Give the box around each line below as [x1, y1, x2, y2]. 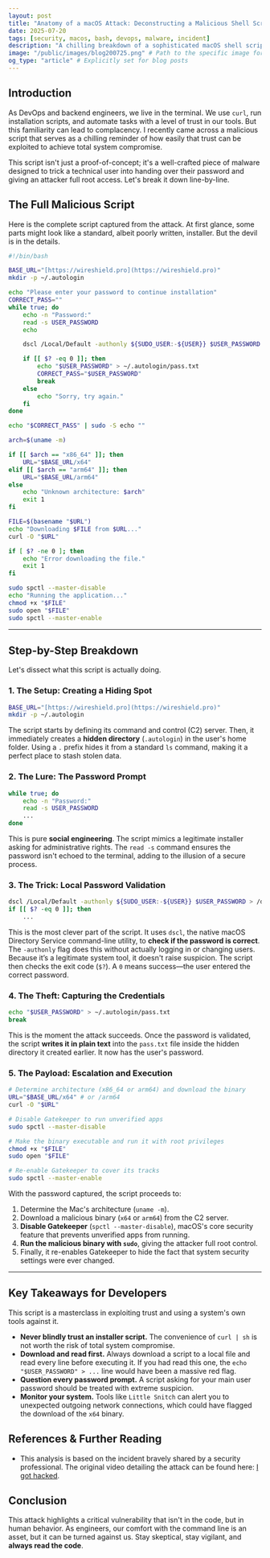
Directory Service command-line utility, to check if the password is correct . [8, 935, 260, 945]
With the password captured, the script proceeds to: [8, 1189, 182, 1198]
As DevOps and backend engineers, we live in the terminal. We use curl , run [8, 108, 262, 117]
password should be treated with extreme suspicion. [19, 1383, 194, 1392]
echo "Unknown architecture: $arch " [22, 488, 146, 496]
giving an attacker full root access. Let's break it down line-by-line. [8, 175, 230, 184]
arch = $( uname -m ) [8, 436, 67, 445]
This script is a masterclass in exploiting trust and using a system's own [8, 1308, 246, 1318]
